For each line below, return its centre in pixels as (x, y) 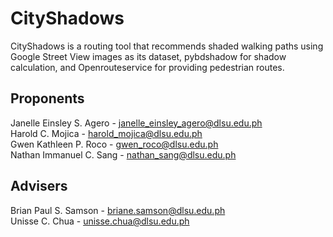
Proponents (47, 98)
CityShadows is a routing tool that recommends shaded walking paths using (167, 46)
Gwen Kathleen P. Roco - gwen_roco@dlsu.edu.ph (114, 144)
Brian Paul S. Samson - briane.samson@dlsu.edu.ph (118, 210)
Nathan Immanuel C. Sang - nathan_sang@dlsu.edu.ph (123, 154)
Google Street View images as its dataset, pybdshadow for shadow (148, 56)
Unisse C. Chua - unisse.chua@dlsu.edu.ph (100, 221)
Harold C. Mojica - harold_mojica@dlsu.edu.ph (106, 133)
